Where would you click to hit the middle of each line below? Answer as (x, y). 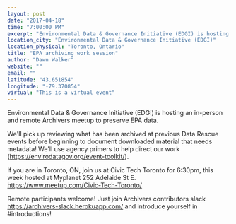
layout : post (26, 14)
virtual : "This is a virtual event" (61, 93)
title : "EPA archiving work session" (63, 54)
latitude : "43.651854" (41, 79)
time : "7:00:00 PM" (36, 27)
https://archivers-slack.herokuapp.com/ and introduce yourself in (102, 206)
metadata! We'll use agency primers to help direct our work (94, 149)
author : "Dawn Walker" (41, 60)
